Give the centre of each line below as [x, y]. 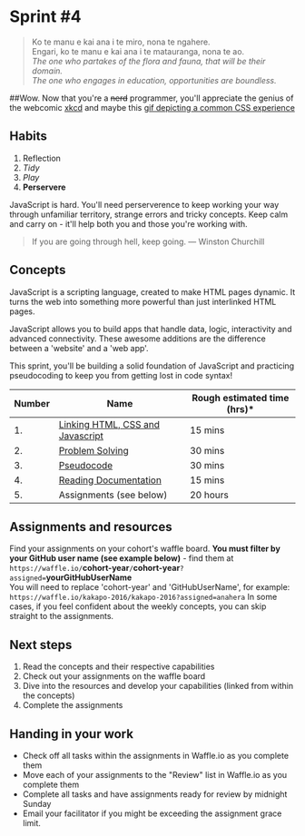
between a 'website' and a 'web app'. [79, 348]
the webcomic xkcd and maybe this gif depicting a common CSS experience [152, 107]
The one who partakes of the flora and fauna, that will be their [148, 61]
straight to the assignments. [62, 616]
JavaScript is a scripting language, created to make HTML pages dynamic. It [152, 291]
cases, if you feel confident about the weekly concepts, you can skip [138, 606]
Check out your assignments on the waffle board [114, 676]
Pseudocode [86, 465]
